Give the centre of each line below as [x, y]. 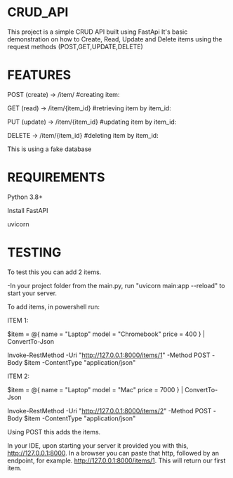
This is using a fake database [49, 149]
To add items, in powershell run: [54, 306]
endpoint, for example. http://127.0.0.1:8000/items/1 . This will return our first [116, 460]
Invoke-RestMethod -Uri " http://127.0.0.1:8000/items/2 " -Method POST [109, 411]
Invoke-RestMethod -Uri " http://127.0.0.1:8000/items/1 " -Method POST [109, 355]
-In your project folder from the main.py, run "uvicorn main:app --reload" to [116, 285]
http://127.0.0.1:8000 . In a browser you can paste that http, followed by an [113, 453]
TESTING [34, 252]
